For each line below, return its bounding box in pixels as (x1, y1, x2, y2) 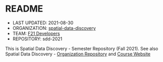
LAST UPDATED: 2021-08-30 (12, 20, 74, 26)
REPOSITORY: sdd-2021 (12, 36, 63, 42)
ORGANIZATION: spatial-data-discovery (12, 25, 96, 31)
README (5, 3, 43, 15)
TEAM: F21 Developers (12, 30, 60, 36)
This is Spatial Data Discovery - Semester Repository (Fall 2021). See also (5, 45, 158, 51)
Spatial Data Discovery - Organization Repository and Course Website (5, 51, 150, 57)
